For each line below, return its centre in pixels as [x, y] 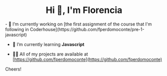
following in [17, 29]
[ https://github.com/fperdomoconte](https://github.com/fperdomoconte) [87, 59]
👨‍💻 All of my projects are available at [50, 54]
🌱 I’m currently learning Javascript [48, 44]
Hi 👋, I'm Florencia [84, 10]
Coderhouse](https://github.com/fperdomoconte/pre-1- [87, 29]
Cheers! [13, 69]
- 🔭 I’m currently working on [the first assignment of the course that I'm [78, 24]
